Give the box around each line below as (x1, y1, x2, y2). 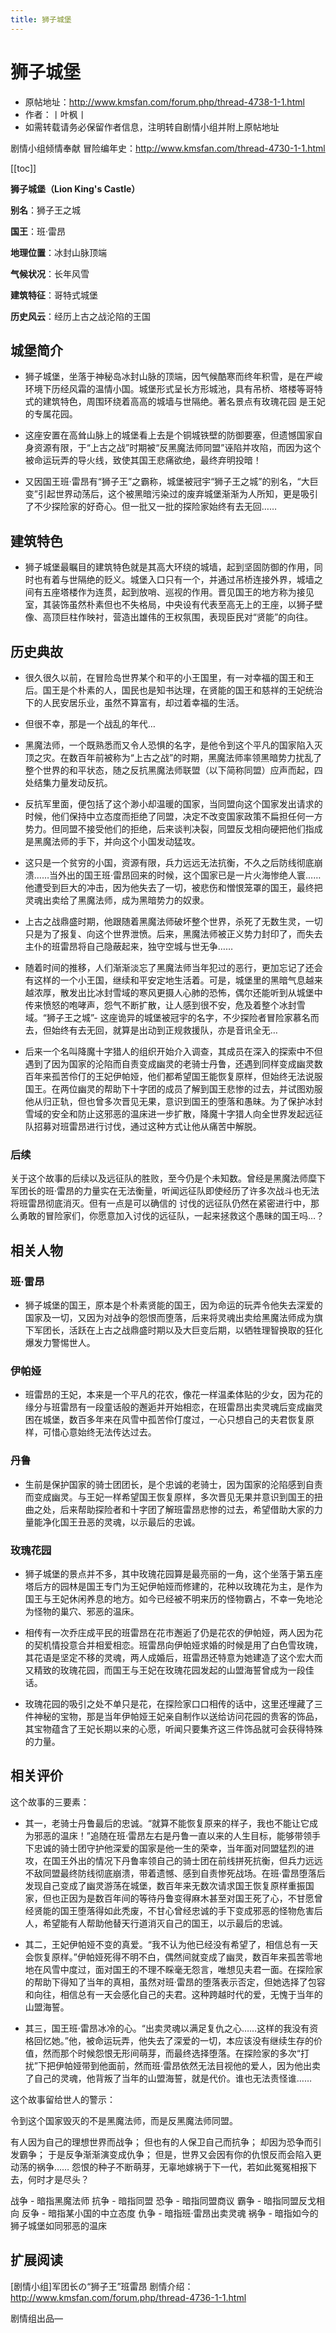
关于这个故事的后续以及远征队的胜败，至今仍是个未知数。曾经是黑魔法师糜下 (10, 1172, 326, 1185)
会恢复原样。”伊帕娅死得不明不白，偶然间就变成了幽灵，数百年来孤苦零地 (24, 1951, 323, 1963)
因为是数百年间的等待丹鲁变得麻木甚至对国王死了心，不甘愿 (68, 1892, 315, 1904)
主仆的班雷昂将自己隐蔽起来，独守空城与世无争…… (24, 941, 233, 952)
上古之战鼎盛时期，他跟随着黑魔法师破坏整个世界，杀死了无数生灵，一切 (24, 916, 323, 927)
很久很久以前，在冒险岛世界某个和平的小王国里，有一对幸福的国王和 (24, 672, 306, 683)
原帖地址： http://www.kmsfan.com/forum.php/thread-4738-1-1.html (24, 96, 305, 108)
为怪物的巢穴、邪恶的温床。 (24, 1605, 140, 1617)
